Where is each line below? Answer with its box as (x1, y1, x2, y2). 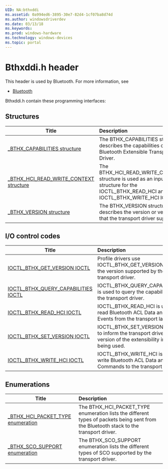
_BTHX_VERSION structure (7, 208, 70, 215)
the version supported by (97, 268, 156, 275)
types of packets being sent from (78, 416, 156, 423)
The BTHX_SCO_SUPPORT (78, 437, 141, 444)
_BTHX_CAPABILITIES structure (7, 145, 81, 152)
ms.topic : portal (5, 40, 41, 45)
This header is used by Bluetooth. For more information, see (5, 78, 129, 84)
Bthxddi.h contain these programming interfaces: (5, 97, 106, 103)
